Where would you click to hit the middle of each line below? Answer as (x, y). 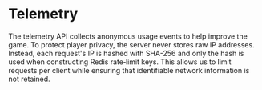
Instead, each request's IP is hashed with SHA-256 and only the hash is (126, 53)
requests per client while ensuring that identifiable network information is (129, 70)
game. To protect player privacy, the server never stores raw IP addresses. (131, 44)
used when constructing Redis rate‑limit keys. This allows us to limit (120, 62)
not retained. (29, 79)
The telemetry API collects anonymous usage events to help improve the (128, 36)
